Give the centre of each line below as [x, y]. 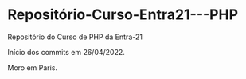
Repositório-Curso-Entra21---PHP [123, 15]
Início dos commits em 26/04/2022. [66, 52]
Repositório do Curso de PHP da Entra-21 [75, 37]
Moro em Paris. [32, 67]
